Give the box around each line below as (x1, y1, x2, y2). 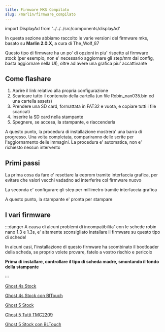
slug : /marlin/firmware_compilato (5, 12, 76, 17)
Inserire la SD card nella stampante (12, 114, 84, 120)
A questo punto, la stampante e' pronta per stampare (5, 196, 113, 203)
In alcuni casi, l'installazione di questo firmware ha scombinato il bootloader (5, 244, 159, 249)
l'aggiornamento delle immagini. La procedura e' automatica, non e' (5, 139, 142, 145)
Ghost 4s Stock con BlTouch (5, 292, 63, 298)
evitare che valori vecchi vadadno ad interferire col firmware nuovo (5, 177, 142, 183)
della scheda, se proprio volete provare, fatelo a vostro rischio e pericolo (5, 249, 153, 255)
